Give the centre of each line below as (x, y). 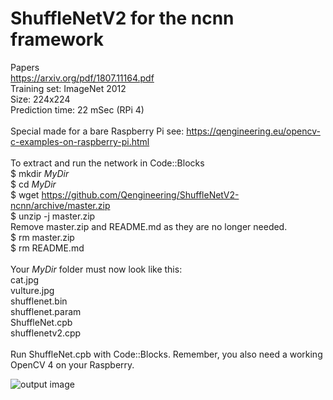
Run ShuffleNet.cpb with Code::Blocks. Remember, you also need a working (166, 354)
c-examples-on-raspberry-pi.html (80, 141)
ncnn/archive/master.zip (60, 205)
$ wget (25, 194)
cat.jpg (25, 279)
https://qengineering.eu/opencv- (253, 131)
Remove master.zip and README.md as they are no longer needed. (149, 226)
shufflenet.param (46, 311)
